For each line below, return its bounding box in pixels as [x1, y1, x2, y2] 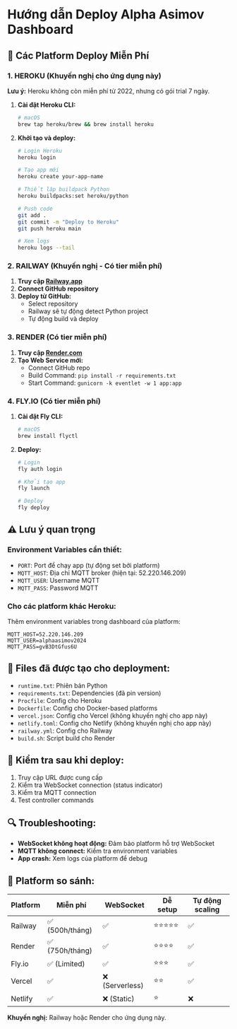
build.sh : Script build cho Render [17, 733, 115, 742]
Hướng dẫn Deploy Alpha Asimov [7, 6, 205, 23]
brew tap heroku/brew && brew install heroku [17, 120, 154, 128]
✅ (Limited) [47, 958, 85, 968]
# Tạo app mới [17, 166, 59, 174]
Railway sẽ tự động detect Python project [28, 307, 149, 315]
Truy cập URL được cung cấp [17, 773, 103, 781]
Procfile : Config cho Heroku [17, 696, 102, 704]
